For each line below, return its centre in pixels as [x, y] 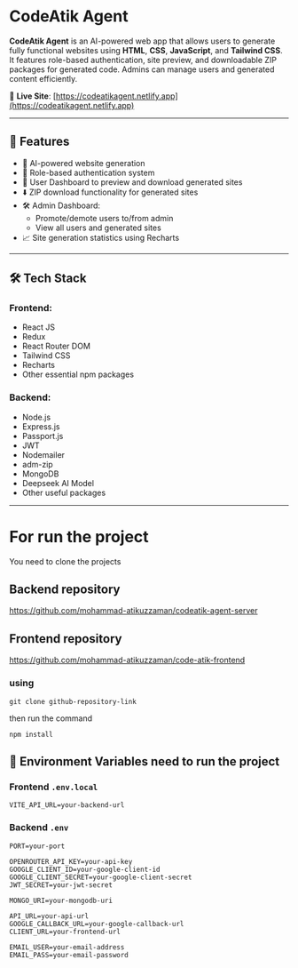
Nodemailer [43, 454]
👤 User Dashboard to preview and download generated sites [132, 182]
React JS [39, 327]
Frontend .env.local [54, 787]
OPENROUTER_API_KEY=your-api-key [71, 861]
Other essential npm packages [78, 374]
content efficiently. [43, 78]
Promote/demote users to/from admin [104, 218]
